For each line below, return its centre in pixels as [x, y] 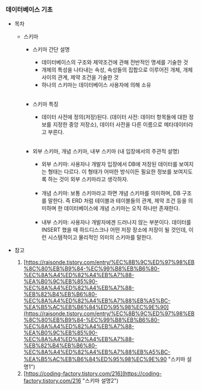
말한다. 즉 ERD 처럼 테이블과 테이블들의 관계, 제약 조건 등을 [117, 201]
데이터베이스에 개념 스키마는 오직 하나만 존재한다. [122, 208]
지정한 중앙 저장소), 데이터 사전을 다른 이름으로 [108, 124]
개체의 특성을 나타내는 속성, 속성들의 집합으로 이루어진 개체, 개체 [117, 70]
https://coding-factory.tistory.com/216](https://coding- [94, 374]
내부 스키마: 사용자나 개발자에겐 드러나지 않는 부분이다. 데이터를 [116, 222]
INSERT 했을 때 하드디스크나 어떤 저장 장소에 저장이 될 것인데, [114, 230]
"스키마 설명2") [101, 381]
